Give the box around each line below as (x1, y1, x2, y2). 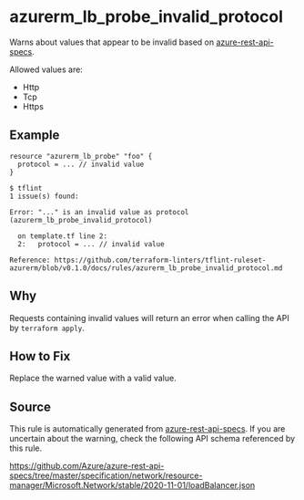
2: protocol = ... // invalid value (17, 239, 166, 248)
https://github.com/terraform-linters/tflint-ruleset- (54, 255, 267, 265)
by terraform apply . (9, 322, 85, 333)
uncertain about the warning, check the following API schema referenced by (9, 433, 296, 444)
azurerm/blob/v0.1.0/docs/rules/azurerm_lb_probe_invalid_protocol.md (9, 263, 283, 273)
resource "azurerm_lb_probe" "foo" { (9, 151, 153, 161)
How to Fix (9, 349, 71, 364)
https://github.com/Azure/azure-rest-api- (9, 461, 165, 472)
